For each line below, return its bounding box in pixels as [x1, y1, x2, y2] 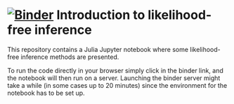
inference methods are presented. [20, 53, 119, 61]
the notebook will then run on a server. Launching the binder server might [7, 74, 221, 82]
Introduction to [56, 7, 145, 23]
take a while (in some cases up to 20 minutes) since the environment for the [7, 81, 228, 89]
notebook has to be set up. [7, 89, 86, 97]
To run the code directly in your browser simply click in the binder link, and [7, 66, 223, 74]
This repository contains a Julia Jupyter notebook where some [7, 45, 188, 53]
